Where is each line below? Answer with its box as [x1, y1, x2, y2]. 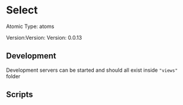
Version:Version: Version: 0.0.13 [6, 34, 82, 41]
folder [6, 72, 21, 79]
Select [6, 3, 38, 17]
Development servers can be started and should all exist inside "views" [6, 66, 178, 73]
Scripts [6, 90, 33, 100]
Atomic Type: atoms [6, 23, 55, 30]
